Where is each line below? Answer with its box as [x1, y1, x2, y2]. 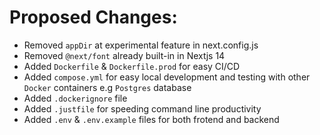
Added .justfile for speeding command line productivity [23, 102, 262, 115]
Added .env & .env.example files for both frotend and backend [23, 113, 280, 125]
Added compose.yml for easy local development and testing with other [23, 71, 311, 83]
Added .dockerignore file [23, 92, 128, 104]
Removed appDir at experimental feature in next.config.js [23, 39, 259, 51]
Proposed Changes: [9, 6, 178, 29]
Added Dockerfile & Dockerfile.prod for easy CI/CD [23, 60, 241, 72]
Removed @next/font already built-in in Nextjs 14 [23, 49, 226, 61]
